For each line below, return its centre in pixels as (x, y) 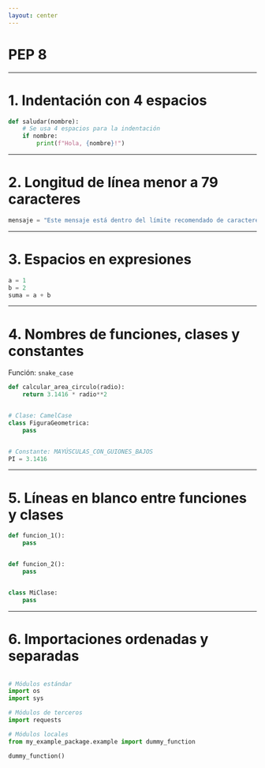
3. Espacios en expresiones (100, 259)
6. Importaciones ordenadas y (108, 639)
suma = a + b (30, 295)
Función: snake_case (41, 373)
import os (24, 691)
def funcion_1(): (37, 536)
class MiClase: (33, 593)
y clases (36, 515)
